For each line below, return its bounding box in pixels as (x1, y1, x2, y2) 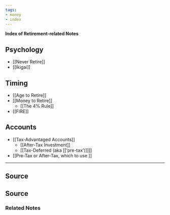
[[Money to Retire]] (12, 98, 52, 104)
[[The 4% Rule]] (20, 103, 54, 109)
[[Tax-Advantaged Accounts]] (12, 136, 75, 142)
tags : (5, 7, 17, 13)
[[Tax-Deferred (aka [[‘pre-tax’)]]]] (20, 147, 92, 153)
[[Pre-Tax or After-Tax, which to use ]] (12, 152, 92, 158)
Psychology (5, 45, 44, 54)
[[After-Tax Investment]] (20, 142, 71, 148)
